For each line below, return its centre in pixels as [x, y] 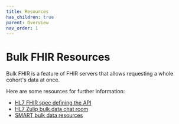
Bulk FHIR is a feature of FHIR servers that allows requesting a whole [90, 74]
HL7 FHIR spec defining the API [53, 103]
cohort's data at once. [33, 80]
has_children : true [30, 17]
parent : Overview [27, 22]
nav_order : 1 [22, 28]
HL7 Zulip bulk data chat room [51, 109]
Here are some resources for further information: [66, 92]
